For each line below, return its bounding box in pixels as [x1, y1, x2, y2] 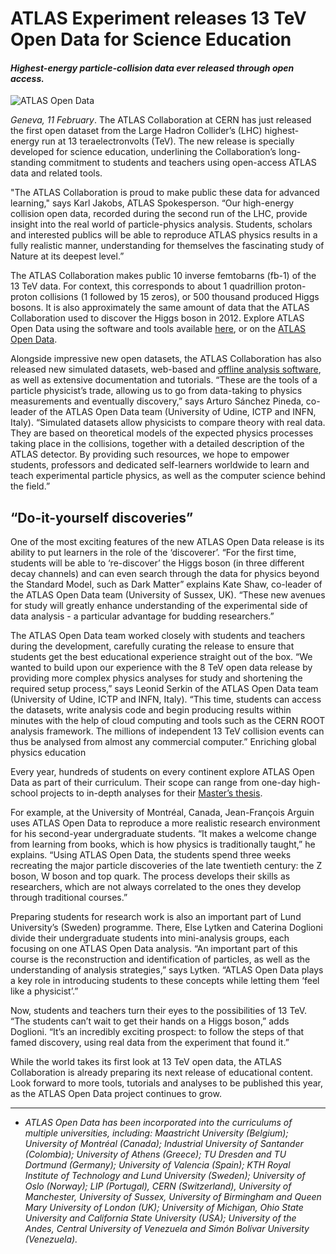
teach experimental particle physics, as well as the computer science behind [10, 470, 326, 482]
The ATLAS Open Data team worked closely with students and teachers [10, 630, 306, 642]
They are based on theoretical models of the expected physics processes [10, 427, 314, 439]
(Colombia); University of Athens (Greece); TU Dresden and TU [24, 1148, 287, 1161]
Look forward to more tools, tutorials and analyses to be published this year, [10, 1077, 323, 1089]
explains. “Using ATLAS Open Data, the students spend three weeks [10, 849, 292, 861]
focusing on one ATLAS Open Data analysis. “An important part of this [10, 943, 298, 955]
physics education [10, 747, 87, 759]
